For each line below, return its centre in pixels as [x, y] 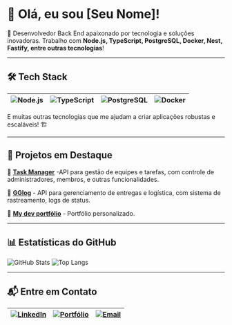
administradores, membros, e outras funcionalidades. [83, 179]
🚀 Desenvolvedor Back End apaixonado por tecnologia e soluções [101, 33]
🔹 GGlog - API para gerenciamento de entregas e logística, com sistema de [114, 192]
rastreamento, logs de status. [49, 200]
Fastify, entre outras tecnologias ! [56, 48]
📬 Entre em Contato [52, 291]
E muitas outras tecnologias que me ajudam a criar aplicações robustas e [111, 116]
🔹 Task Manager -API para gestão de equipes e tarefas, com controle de [111, 171]
